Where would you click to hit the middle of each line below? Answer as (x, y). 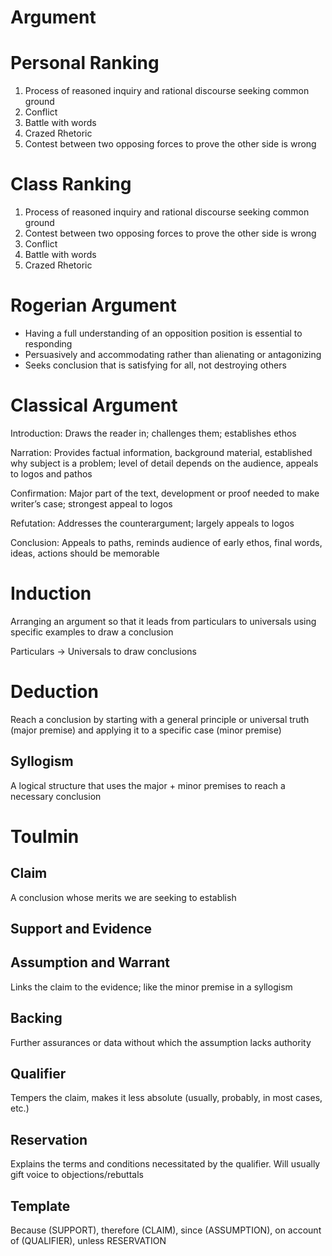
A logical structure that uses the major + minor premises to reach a (148, 785)
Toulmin (45, 836)
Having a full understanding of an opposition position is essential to (163, 333)
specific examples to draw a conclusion (92, 632)
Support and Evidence (81, 929)
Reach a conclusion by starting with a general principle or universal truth (160, 719)
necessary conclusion (56, 796)
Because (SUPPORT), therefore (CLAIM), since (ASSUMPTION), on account (166, 1230)
